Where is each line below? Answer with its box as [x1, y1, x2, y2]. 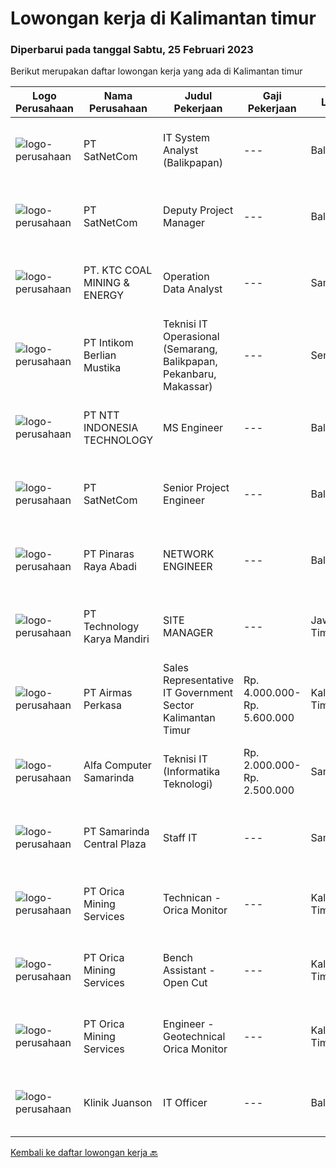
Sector [163, 698, 195, 712]
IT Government [163, 686, 233, 700]
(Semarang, [163, 342, 218, 356]
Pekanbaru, [163, 367, 217, 381]
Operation [163, 270, 210, 284]
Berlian [83, 348, 117, 362]
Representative [163, 673, 234, 687]
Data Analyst [163, 282, 223, 296]
